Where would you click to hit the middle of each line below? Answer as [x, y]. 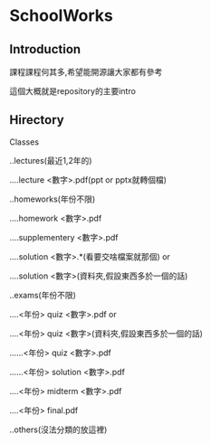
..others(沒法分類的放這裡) [58, 429]
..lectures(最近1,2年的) [51, 160]
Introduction [45, 49]
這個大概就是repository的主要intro [72, 91]
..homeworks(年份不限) [53, 199]
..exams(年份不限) [43, 295]
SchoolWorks [61, 16]
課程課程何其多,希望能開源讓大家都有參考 [86, 72]
